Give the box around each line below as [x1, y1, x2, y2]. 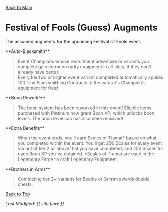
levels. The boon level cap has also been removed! [17, 115, 123, 121]
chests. [17, 181, 33, 187]
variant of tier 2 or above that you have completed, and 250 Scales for [17, 145, 164, 151]
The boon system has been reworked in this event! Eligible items [17, 104, 152, 111]
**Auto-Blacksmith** [5, 48, 50, 55]
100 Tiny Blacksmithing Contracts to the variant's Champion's [17, 79, 146, 85]
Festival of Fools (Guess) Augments [5, 22, 158, 33]
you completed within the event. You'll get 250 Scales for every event [17, 140, 162, 146]
